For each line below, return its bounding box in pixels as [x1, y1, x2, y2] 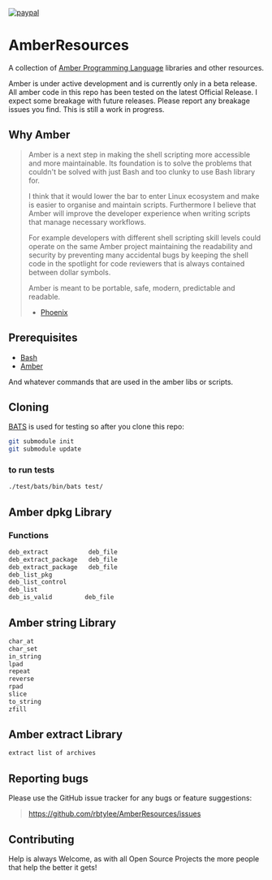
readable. [28, 291, 61, 301]
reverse [8, 675, 35, 684]
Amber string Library [8, 615, 116, 629]
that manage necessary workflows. [28, 217, 146, 226]
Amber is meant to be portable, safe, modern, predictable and [28, 283, 235, 292]
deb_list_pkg [8, 571, 53, 579]
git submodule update [8, 445, 82, 454]
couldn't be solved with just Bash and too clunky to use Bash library [28, 166, 256, 176]
